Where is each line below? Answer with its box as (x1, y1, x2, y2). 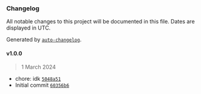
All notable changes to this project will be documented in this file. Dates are (6, 18, 196, 25)
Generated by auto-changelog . (6, 36, 82, 43)
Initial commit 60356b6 (15, 81, 70, 89)
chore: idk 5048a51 (15, 75, 61, 82)
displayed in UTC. (6, 24, 51, 31)
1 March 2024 (21, 63, 56, 70)
